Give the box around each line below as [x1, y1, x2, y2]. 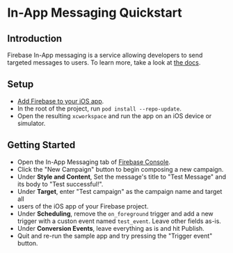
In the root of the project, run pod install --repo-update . [17, 104, 182, 113]
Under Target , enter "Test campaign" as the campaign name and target [17, 187, 223, 195]
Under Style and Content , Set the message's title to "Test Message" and [17, 172, 227, 181]
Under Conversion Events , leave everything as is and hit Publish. [17, 224, 205, 232]
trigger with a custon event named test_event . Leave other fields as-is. [17, 217, 221, 225]
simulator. [17, 119, 46, 127]
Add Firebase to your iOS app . [17, 97, 104, 105]
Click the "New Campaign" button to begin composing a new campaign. [17, 165, 224, 173]
